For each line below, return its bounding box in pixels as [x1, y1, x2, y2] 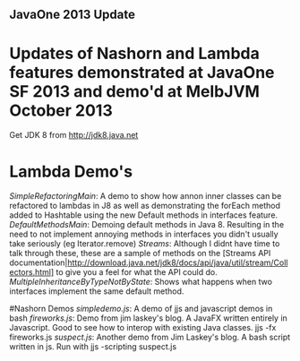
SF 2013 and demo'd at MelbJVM [9, 81, 260, 101]
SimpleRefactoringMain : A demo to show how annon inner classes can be [9, 191, 282, 202]
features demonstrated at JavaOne [9, 62, 275, 82]
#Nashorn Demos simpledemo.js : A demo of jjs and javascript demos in [9, 304, 273, 314]
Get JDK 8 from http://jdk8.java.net [9, 130, 139, 141]
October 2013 [9, 100, 114, 120]
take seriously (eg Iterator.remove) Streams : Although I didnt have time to [9, 238, 280, 249]
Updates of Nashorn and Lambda [9, 43, 260, 64]
